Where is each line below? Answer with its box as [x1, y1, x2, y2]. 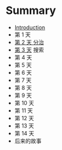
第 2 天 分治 [14, 38, 44, 46]
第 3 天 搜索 [14, 46, 44, 53]
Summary [5, 4, 56, 18]
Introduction [14, 24, 46, 31]
